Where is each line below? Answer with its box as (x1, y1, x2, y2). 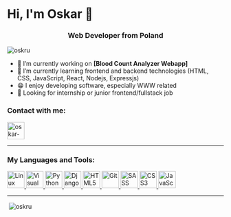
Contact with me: (7, 106, 66, 115)
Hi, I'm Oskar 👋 (7, 6, 93, 22)
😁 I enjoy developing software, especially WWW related (16, 82, 177, 90)
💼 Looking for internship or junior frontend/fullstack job (16, 89, 173, 97)
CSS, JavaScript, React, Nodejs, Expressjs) (16, 74, 140, 82)
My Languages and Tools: (7, 155, 95, 164)
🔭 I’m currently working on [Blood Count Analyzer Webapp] (16, 60, 188, 68)
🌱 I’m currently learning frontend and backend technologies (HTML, (16, 67, 209, 75)
